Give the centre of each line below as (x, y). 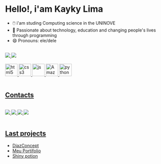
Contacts (20, 95)
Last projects (26, 134)
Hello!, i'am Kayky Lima (54, 9)
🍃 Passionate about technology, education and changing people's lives (84, 30)
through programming (34, 35)
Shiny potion (25, 156)
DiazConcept (26, 145)
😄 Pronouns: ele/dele (34, 40)
